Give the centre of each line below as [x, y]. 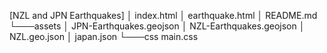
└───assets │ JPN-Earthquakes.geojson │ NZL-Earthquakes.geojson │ [157, 26]
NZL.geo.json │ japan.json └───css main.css [104, 36]
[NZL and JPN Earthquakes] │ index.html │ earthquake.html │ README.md [163, 15]
